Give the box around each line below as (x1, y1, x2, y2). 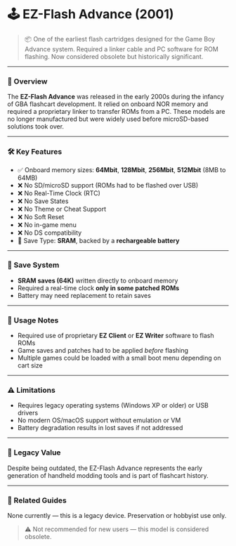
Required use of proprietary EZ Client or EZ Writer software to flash (17, 332, 214, 340)
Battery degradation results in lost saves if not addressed (17, 424, 183, 432)
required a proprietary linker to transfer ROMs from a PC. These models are (7, 108, 225, 116)
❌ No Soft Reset (17, 212, 65, 221)
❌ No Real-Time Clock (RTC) (17, 188, 100, 197)
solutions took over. (7, 122, 65, 131)
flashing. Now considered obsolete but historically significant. (24, 52, 204, 60)
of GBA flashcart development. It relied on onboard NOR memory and (7, 100, 209, 108)
